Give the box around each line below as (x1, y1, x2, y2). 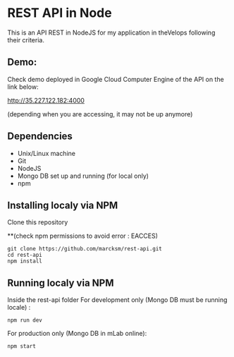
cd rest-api (7, 252, 42, 259)
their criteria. (7, 35, 44, 44)
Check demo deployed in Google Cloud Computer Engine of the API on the (7, 75, 224, 83)
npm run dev (7, 317, 42, 324)
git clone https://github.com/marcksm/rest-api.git (7, 246, 162, 253)
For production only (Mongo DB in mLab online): (7, 329, 147, 338)
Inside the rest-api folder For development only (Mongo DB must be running (7, 296, 228, 304)
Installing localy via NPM (7, 199, 118, 211)
